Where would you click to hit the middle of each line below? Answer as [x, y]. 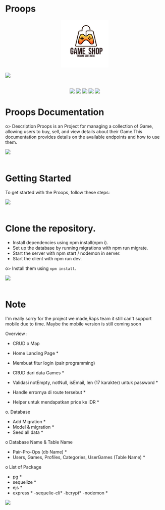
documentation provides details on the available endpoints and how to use [82, 137]
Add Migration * [29, 421]
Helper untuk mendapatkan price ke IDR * [56, 402]
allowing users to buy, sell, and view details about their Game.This [74, 131]
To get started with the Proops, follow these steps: [58, 192]
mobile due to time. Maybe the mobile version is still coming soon [73, 324]
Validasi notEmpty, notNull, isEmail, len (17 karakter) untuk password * [85, 382]
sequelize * [24, 482]
